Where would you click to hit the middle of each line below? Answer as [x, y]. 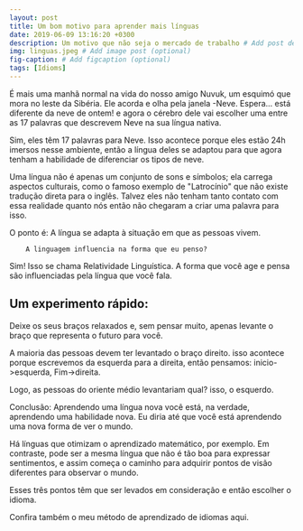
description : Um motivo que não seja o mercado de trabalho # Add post [147, 43]
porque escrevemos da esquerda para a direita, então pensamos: [131, 362]
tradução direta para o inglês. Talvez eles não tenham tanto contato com [144, 196]
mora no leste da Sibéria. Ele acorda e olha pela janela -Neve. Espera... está [150, 103]
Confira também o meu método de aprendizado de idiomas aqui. [129, 517]
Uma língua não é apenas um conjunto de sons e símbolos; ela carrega [141, 176]
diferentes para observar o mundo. [74, 472]
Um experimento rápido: [79, 304]
